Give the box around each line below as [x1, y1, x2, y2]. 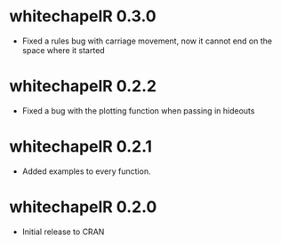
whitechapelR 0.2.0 [9, 197, 157, 216]
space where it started [21, 44, 105, 55]
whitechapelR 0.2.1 [9, 137, 153, 157]
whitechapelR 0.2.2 [9, 76, 157, 97]
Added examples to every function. [21, 166, 151, 177]
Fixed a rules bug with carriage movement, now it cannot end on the [21, 35, 273, 46]
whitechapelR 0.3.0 [9, 6, 157, 27]
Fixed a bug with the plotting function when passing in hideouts [21, 105, 255, 116]
